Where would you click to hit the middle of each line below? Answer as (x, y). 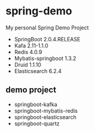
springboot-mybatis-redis (46, 111)
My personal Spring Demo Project (47, 28)
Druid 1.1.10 (27, 65)
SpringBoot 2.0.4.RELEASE (47, 39)
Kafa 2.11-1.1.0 (31, 46)
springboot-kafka (36, 104)
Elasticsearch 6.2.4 (38, 71)
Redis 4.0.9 (28, 52)
